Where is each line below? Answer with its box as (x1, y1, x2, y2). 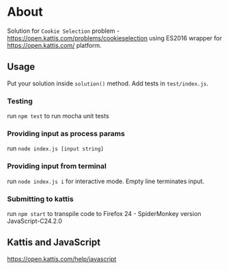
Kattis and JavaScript (7, 237, 101, 248)
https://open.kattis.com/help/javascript (7, 254, 117, 263)
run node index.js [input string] (7, 144, 104, 152)
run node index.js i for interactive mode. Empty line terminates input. (7, 177, 205, 185)
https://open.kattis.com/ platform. (7, 41, 102, 49)
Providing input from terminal (7, 161, 107, 171)
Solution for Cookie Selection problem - (7, 27, 120, 35)
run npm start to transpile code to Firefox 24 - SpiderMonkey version (7, 209, 201, 217)
